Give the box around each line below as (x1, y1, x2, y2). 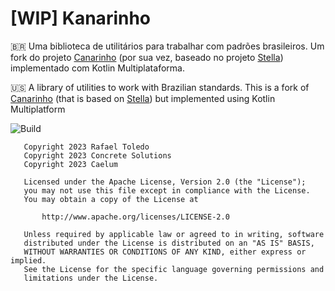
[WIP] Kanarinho (10, 7, 152, 30)
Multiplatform (10, 103, 66, 115)
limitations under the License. (23, 273, 159, 283)
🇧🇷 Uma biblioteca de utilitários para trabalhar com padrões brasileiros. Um (10, 40, 325, 52)
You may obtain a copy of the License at (23, 194, 199, 204)
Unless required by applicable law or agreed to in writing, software (23, 229, 325, 239)
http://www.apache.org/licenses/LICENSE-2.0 (41, 212, 230, 222)
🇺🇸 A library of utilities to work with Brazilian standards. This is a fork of (10, 81, 310, 93)
